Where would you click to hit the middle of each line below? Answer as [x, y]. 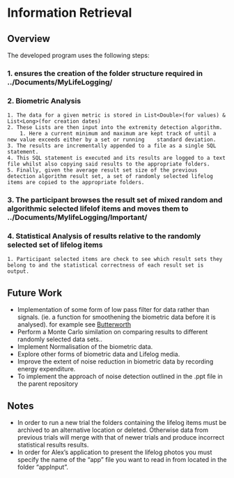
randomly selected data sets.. [60, 339]
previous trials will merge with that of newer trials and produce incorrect [121, 438]
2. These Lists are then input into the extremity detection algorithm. [115, 128]
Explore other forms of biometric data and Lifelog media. [99, 354]
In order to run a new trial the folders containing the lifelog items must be [122, 423]
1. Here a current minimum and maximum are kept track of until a [118, 134]
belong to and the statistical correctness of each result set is [106, 266]
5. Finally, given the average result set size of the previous [102, 170]
